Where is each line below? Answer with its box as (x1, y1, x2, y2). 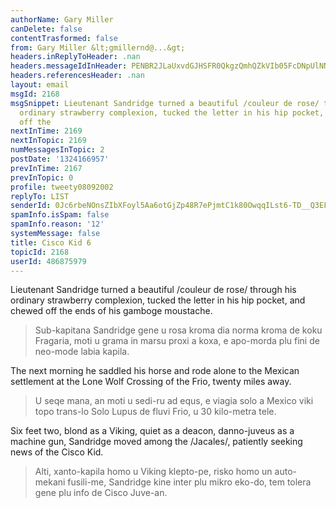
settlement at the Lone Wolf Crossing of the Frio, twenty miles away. (10, 376, 292, 388)
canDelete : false (10, 24, 83, 34)
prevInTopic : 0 (10, 172, 74, 183)
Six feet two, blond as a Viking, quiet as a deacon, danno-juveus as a (10, 425, 295, 437)
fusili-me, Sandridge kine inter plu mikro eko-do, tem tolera (67, 476, 312, 488)
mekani (34, 476, 66, 488)
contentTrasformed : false (10, 33, 118, 43)
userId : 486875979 (10, 256, 87, 266)
